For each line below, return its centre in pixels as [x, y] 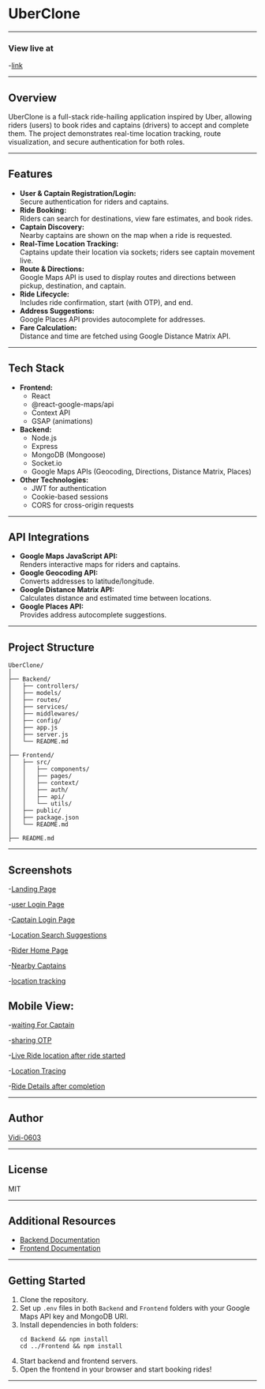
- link [16, 66]
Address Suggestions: [57, 311]
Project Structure [51, 647]
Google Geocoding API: [59, 573]
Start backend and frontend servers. [78, 1361]
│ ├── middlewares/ [44, 714]
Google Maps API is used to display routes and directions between [128, 277]
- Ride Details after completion [57, 1086]
